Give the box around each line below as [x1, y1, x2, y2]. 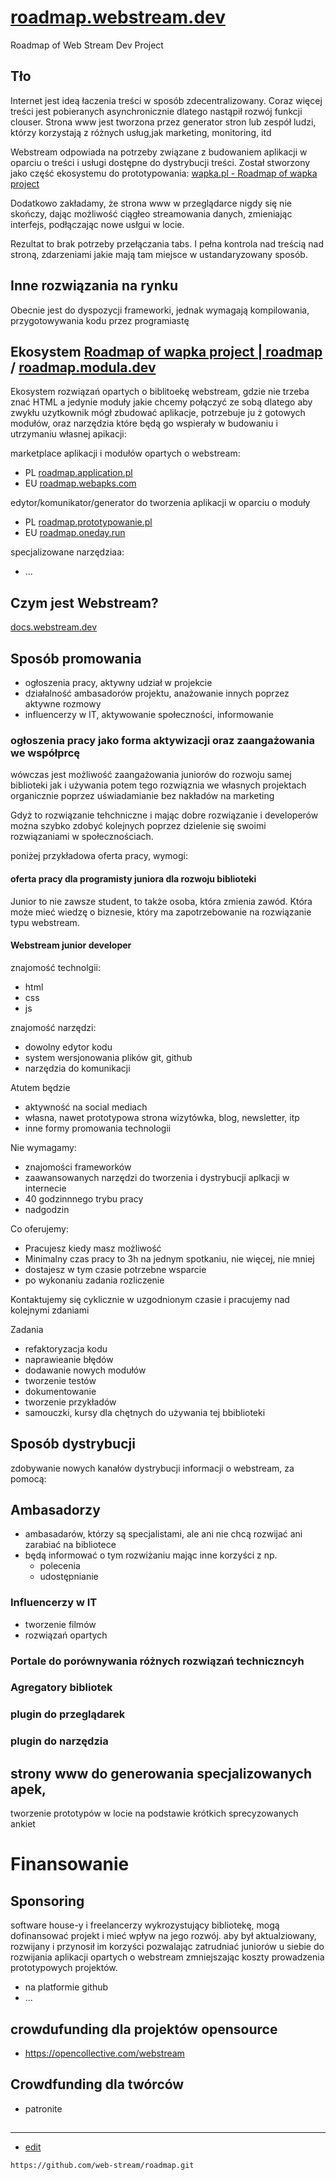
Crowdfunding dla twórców [10, 2076, 185, 2093]
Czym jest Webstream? [10, 594, 159, 611]
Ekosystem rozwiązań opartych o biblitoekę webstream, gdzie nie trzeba [10, 386, 310, 398]
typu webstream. [10, 916, 80, 928]
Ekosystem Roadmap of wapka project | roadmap [10, 343, 323, 360]
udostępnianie [39, 1571, 99, 1583]
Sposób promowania [10, 650, 142, 667]
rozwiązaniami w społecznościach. [10, 831, 154, 843]
